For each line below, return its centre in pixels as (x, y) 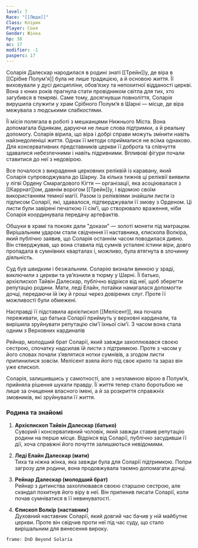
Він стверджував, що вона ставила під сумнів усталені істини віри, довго (98, 244)
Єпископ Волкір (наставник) (52, 510)
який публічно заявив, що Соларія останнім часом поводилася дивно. (95, 238)
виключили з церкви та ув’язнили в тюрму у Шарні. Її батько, (83, 275)
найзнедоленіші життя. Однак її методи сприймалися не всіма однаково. (99, 140)
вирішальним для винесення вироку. (61, 529)
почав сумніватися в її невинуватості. (63, 498)
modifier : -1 (22, 50)
